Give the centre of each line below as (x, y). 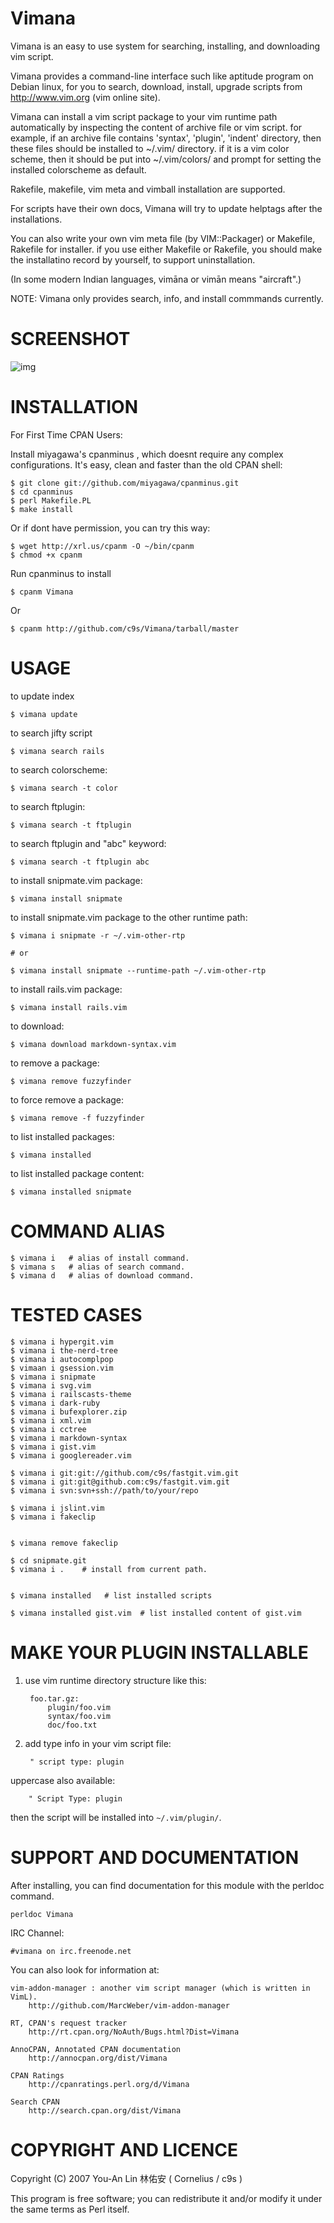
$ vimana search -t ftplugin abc (80, 862)
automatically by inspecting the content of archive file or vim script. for (156, 127)
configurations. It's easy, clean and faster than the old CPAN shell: (146, 464)
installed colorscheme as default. (78, 169)
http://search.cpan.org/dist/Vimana (105, 2110)
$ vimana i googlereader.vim (71, 1455)
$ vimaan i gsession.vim (62, 1368)
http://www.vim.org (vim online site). (85, 97)
